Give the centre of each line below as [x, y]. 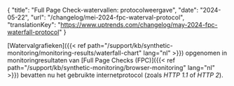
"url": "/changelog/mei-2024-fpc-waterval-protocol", [107, 17]
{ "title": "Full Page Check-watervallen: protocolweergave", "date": [103, 10]
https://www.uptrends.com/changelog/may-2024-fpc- [139, 25]
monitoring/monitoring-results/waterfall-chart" [75, 53]
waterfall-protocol [33, 32]
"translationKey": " [34, 25]
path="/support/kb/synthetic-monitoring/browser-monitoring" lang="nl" [111, 68]
